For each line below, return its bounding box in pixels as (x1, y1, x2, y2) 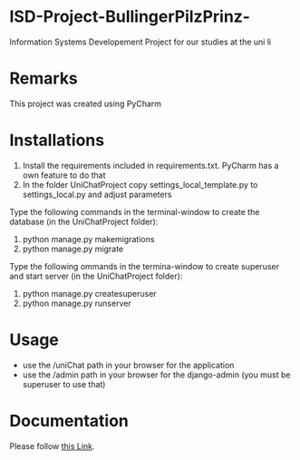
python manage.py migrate (22, 243, 124, 254)
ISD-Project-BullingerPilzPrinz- (9, 6, 251, 27)
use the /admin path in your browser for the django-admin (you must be (22, 369, 291, 380)
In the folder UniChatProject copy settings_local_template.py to (22, 179, 258, 190)
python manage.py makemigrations (22, 233, 155, 244)
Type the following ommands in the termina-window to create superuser (9, 260, 279, 271)
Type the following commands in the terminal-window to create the (9, 206, 260, 217)
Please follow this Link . (9, 440, 95, 451)
